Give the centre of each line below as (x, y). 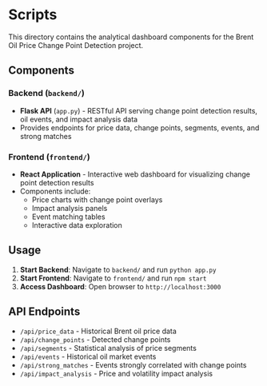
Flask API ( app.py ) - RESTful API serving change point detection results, (139, 110)
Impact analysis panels (70, 208)
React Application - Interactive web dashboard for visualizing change (135, 174)
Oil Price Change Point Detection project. (76, 45)
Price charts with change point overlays (97, 199)
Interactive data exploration (77, 225)
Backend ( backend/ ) (47, 94)
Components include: (55, 191)
